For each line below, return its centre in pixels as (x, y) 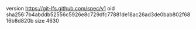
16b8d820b (20, 21)
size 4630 (47, 21)
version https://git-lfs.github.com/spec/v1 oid (61, 8)
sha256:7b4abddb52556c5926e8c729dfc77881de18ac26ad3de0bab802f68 (98, 14)
